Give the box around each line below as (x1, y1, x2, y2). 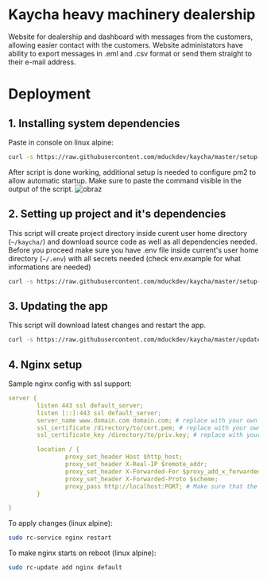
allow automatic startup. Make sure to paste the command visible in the (8, 176, 242, 185)
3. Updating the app (8, 299, 109, 313)
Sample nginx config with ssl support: (8, 379, 133, 388)
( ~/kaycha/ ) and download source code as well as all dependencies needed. (8, 237, 257, 246)
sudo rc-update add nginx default (8, 564, 123, 572)
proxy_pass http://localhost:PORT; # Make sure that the (64, 482, 258, 490)
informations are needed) (8, 262, 91, 272)
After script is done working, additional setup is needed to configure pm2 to (8, 167, 257, 176)
